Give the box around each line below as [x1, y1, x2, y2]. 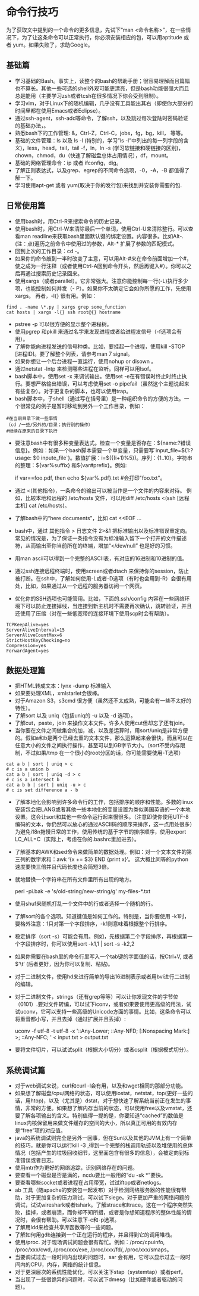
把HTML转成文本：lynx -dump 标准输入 [14, 682, 112, 689]
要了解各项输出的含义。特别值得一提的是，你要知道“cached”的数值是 [14, 1112, 184, 1119]
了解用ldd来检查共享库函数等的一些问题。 [14, 1224, 117, 1231]
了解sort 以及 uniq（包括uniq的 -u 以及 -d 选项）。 [14, 712, 137, 719]
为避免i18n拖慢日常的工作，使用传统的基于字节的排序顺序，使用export [14, 828, 187, 835]
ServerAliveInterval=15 [6, 627, 65, 633]
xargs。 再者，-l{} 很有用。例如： [14, 292, 97, 299]
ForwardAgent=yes [6, 648, 49, 654]
